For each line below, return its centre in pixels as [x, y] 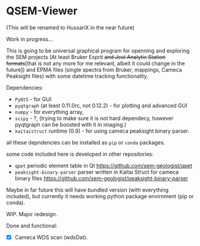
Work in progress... [29, 39]
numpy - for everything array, [49, 112]
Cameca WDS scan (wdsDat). [51, 237]
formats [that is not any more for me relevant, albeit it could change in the [96, 63]
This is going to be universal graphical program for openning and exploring [98, 50]
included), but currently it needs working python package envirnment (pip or [100, 196]
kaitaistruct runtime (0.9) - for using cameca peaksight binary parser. [102, 131]
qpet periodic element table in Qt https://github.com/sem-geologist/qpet [103, 165]
